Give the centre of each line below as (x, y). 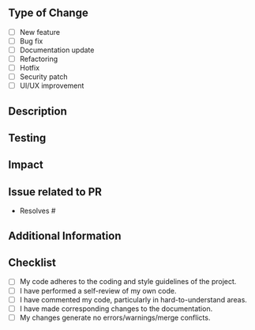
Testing (27, 138)
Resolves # (37, 211)
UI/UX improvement (52, 85)
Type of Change (48, 13)
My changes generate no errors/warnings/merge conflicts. (115, 317)
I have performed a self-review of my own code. (98, 290)
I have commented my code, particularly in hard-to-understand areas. (133, 299)
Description (37, 111)
